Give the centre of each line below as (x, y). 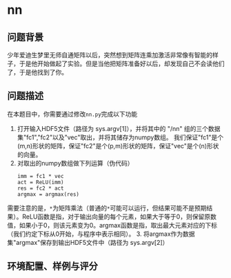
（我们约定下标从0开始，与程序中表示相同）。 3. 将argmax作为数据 (101, 234)
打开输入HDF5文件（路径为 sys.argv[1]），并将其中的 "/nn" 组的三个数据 (119, 128)
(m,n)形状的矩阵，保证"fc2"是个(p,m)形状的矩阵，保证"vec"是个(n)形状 (118, 146)
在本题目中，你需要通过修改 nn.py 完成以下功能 (72, 114)
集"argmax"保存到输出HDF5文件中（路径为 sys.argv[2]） (88, 242)
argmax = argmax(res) (48, 194)
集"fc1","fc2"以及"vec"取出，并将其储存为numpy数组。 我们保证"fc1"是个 (120, 137)
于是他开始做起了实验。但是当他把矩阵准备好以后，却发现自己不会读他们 (122, 63)
